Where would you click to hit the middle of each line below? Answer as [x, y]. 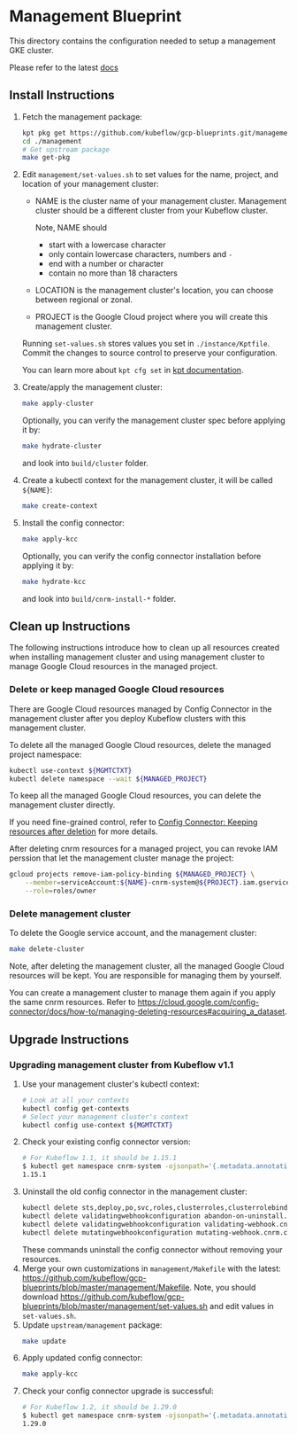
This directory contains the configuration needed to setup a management [142, 41]
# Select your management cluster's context [105, 1117]
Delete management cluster [70, 914]
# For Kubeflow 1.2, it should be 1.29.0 [99, 1408]
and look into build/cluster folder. [85, 463]
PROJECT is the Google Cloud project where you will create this [151, 317]
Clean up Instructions [70, 627]
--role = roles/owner [61, 891]
